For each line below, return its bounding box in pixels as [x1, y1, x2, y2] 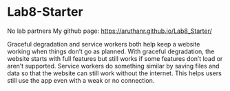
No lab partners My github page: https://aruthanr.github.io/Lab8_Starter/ [7, 27, 212, 35]
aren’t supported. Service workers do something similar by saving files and [7, 62, 220, 70]
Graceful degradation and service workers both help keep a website [7, 40, 200, 48]
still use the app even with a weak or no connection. [7, 76, 155, 84]
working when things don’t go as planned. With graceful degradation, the [7, 47, 215, 55]
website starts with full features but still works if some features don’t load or [7, 54, 223, 62]
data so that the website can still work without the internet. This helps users [7, 69, 222, 77]
